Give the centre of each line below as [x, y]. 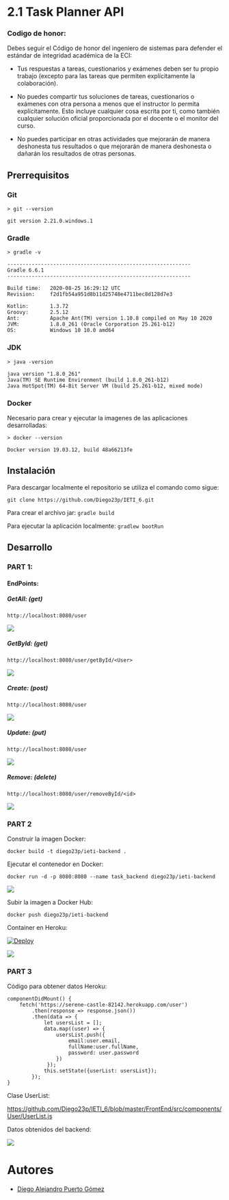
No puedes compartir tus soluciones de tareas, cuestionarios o [106, 97]
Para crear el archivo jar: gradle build [61, 512]
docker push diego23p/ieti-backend [58, 915]
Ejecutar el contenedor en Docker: [55, 864]
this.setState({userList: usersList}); [100, 1071]
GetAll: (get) [25, 599]
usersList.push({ [81, 1035]
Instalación [31, 471]
